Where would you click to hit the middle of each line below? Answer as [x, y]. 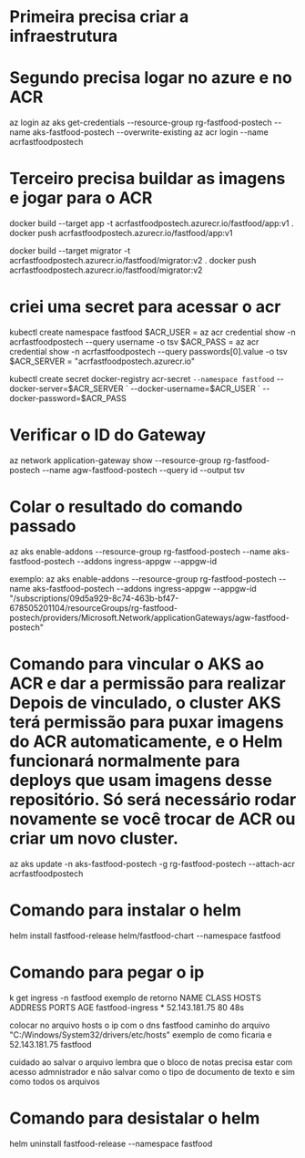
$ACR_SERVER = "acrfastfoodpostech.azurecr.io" [102, 361]
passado [43, 527]
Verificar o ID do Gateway [108, 435]
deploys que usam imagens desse [141, 781]
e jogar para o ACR [81, 198]
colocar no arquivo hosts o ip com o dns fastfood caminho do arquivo [140, 1025]
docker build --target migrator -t [70, 251]
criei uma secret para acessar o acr [145, 307]
